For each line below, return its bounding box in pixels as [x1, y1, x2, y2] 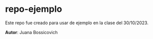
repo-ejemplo [5, 3, 63, 15]
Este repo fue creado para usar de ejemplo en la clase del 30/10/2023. [5, 20, 149, 26]
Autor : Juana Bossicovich [5, 29, 58, 35]
